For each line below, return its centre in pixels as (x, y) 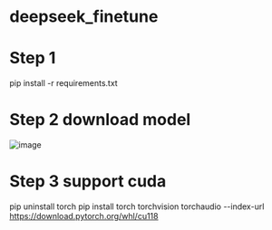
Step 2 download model (100, 120)
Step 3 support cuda (88, 182)
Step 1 (33, 58)
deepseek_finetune (84, 17)
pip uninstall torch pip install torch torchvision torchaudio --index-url (137, 206)
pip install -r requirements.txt (63, 83)
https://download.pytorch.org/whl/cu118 (84, 216)
